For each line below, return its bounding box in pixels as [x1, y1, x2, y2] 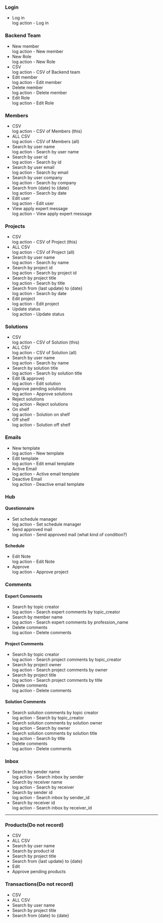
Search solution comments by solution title [12, 730, 98, 736]
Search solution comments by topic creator [12, 709, 98, 715]
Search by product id [12, 848, 54, 854]
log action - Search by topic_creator [12, 715, 84, 721]
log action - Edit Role [12, 100, 54, 106]
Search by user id [12, 154, 48, 160]
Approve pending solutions [12, 386, 66, 392]
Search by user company [12, 174, 63, 181]
